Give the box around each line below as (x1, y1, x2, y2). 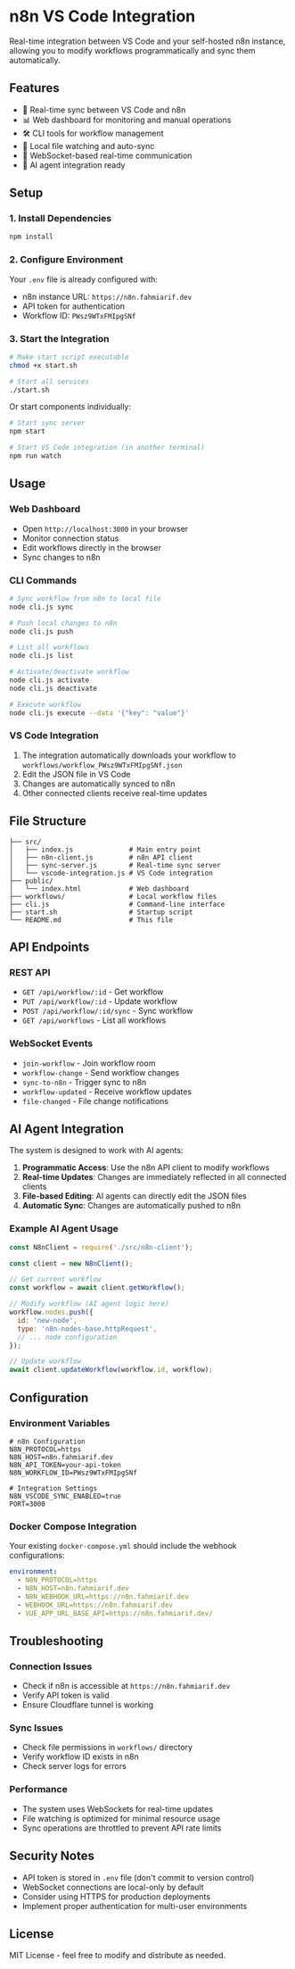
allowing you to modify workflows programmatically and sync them (9, 45, 256, 55)
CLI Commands (9, 574, 78, 586)
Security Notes (9, 1849, 95, 1864)
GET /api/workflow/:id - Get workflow (21, 986, 164, 997)
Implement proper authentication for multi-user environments (21, 1900, 248, 1911)
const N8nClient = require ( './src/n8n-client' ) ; (9, 1242, 193, 1251)
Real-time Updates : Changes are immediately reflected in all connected (21, 1172, 287, 1183)
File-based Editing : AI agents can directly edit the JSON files (21, 1191, 247, 1201)
